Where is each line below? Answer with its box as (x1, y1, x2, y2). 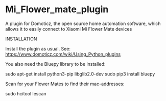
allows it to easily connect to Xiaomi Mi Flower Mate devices (5, 26, 132, 32)
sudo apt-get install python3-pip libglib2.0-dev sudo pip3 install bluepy (5, 70, 155, 77)
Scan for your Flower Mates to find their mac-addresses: (5, 81, 125, 87)
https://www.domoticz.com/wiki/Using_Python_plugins (5, 51, 121, 57)
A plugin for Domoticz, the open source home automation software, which (5, 20, 161, 27)
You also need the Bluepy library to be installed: (5, 61, 106, 67)
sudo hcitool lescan (5, 90, 47, 96)
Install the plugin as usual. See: (5, 45, 70, 52)
